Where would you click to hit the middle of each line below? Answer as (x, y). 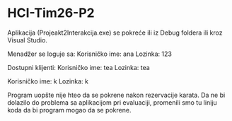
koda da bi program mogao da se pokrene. (69, 110)
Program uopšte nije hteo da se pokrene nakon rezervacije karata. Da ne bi (116, 95)
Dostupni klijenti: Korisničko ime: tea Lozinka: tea (79, 67)
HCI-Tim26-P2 (51, 13)
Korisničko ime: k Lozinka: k (48, 81)
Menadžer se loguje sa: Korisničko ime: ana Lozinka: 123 (89, 54)
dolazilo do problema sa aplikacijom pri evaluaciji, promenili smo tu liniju (112, 102)
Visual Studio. (28, 40)
